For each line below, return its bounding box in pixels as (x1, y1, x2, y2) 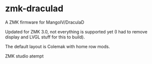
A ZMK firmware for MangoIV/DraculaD (5, 19, 84, 25)
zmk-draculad (5, 3, 64, 14)
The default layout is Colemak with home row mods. (5, 43, 110, 49)
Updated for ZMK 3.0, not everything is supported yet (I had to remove (5, 29, 148, 34)
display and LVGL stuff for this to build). (5, 34, 85, 40)
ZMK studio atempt (5, 53, 44, 59)
